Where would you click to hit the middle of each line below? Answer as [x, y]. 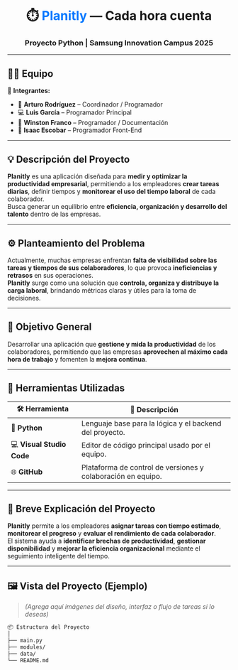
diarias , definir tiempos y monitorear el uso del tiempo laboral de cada [112, 192]
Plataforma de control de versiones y [142, 467]
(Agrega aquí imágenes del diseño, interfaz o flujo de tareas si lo [119, 607]
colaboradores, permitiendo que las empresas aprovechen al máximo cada [118, 352]
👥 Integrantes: [29, 91]
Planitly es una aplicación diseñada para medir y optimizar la [97, 176]
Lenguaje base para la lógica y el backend [151, 423]
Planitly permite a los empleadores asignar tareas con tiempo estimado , [114, 526]
